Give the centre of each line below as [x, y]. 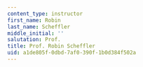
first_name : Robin [34, 20]
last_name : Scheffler [39, 27]
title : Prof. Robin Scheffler [52, 46]
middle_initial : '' [36, 33]
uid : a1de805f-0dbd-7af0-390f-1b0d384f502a [72, 53]
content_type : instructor [45, 14]
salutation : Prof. [34, 40]
